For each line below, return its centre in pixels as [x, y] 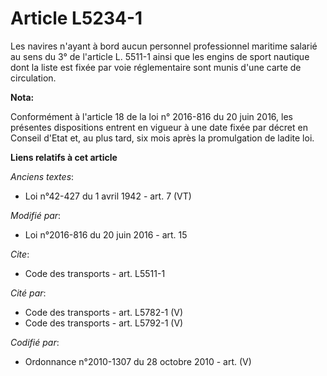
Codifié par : [35, 342]
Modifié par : [36, 215]
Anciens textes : [42, 176]
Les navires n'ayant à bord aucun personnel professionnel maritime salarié [164, 46]
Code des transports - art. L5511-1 [95, 273]
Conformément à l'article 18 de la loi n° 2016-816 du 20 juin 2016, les [151, 116]
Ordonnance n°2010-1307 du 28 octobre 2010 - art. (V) [138, 361]
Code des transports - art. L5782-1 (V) [104, 312]
